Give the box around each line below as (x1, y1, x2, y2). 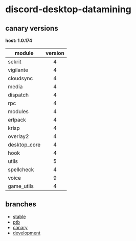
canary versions (5, 24, 58, 33)
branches (5, 200, 37, 209)
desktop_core (8, 141, 41, 148)
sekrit (8, 58, 21, 65)
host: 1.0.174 (5, 37, 32, 43)
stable (12, 213, 26, 220)
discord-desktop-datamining (5, 4, 132, 15)
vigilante (8, 66, 29, 74)
